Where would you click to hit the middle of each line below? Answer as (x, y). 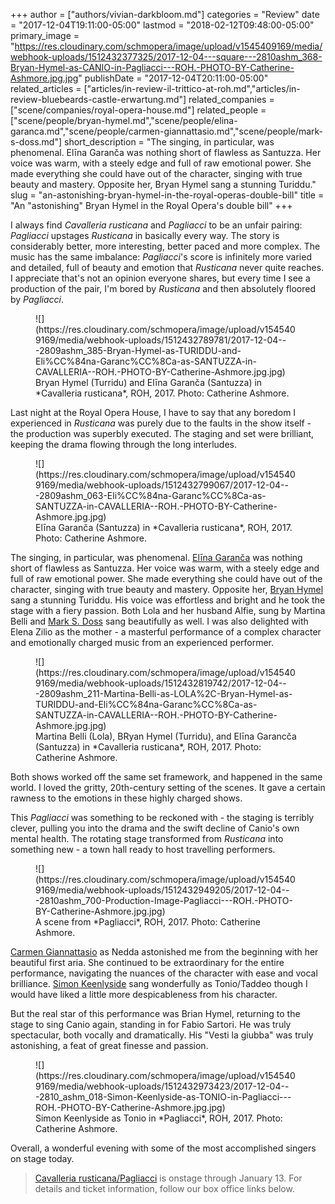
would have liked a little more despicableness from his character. (144, 994)
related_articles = (46, 88)
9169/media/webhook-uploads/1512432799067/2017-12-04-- (162, 485)
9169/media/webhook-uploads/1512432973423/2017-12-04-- (162, 1086)
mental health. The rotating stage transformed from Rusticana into (147, 838)
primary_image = (45, 35)
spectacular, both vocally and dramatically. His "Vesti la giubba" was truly (162, 1035)
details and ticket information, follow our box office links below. (164, 1188)
